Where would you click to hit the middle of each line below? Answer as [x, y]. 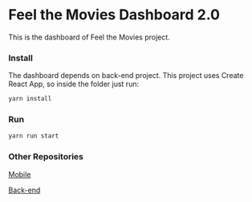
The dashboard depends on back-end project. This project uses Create [126, 76]
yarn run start [34, 136]
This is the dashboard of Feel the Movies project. [89, 37]
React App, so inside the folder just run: [73, 84]
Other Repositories [46, 157]
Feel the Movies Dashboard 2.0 [114, 15]
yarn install [30, 99]
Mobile [20, 174]
